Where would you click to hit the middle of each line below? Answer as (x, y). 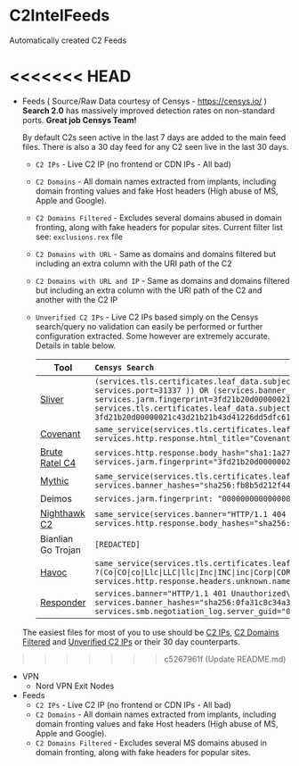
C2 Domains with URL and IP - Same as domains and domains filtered (162, 280)
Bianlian (57, 538)
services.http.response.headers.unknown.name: (195, 581)
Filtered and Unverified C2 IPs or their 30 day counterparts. (131, 641)
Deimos (56, 498)
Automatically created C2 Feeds (68, 40)
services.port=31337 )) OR (152, 390)
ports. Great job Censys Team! (79, 120)
